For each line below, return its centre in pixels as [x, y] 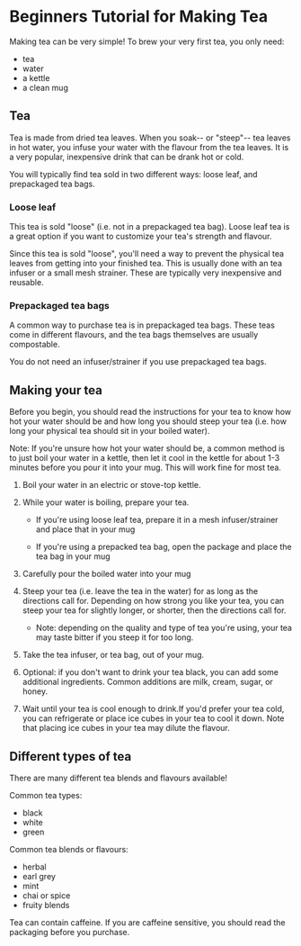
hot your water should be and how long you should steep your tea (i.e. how [148, 421]
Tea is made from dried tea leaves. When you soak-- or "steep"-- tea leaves [150, 138]
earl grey [39, 876]
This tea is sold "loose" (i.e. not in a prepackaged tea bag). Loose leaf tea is [150, 227]
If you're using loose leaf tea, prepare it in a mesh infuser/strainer [157, 520]
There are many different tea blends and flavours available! [118, 778]
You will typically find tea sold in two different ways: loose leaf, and [133, 174]
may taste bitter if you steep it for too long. [115, 637]
